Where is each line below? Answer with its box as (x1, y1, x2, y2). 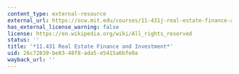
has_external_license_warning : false (7, 23, 119, 30)
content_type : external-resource (7, 10, 107, 18)
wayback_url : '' (7, 56, 55, 63)
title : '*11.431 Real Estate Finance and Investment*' (7, 43, 174, 50)
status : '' (7, 37, 40, 44)
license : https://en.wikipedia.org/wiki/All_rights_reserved (7, 30, 193, 37)
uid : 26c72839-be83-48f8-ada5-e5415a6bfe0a (7, 50, 139, 57)
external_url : (7, 17, 50, 24)
